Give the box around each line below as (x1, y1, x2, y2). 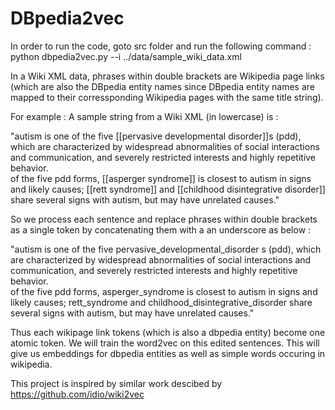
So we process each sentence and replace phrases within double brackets (10, 213, 318, 225)
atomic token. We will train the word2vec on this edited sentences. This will (10, 337, 320, 349)
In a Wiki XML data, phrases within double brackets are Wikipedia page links (10, 70, 325, 82)
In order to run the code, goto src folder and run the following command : (10, 40, 312, 52)
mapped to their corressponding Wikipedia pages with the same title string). (10, 91, 324, 103)
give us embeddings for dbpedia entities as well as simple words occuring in (10, 347, 326, 359)
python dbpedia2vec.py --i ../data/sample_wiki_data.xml (10, 50, 242, 62)
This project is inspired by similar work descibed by (10, 377, 223, 389)
